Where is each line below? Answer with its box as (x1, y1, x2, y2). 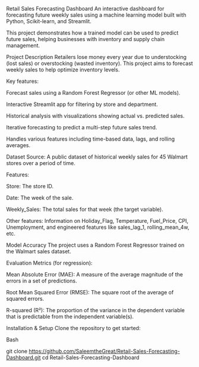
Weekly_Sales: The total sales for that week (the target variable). (6, 206, 163, 213)
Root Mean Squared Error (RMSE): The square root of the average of (6, 289, 174, 296)
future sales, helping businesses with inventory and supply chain (6, 36, 165, 42)
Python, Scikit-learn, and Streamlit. (6, 18, 92, 24)
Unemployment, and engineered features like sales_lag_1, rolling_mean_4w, (6, 223, 189, 231)
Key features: (6, 77, 39, 85)
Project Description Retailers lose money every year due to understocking (6, 54, 187, 60)
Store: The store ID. (6, 183, 54, 189)
